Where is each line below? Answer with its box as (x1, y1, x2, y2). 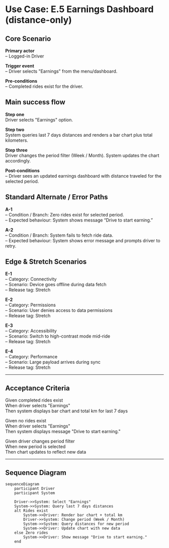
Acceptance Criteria (5, 383, 70, 392)
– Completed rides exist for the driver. (5, 83, 83, 89)
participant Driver (14, 486, 55, 491)
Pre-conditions (5, 78, 38, 84)
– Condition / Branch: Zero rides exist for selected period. (5, 211, 124, 217)
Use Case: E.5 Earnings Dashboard (5, 4, 154, 15)
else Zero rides (14, 530, 49, 535)
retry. (5, 243, 17, 249)
